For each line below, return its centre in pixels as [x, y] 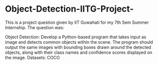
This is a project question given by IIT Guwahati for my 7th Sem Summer [77, 22]
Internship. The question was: [35, 27]
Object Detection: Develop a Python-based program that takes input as [76, 37]
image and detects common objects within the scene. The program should [79, 42]
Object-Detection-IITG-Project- [69, 9]
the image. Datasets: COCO [32, 57]
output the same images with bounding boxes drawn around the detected [78, 47]
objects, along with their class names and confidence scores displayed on [79, 52]
